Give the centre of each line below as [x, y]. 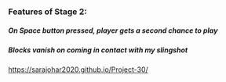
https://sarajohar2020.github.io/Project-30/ [78, 70]
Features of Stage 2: [48, 12]
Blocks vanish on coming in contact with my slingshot [98, 50]
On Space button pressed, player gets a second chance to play [113, 30]
